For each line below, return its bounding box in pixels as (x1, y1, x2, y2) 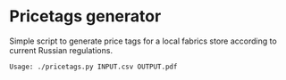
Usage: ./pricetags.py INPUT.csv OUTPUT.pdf (9, 62, 178, 71)
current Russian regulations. (9, 44, 114, 55)
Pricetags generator (9, 6, 162, 27)
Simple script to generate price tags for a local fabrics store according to (9, 36, 277, 46)
